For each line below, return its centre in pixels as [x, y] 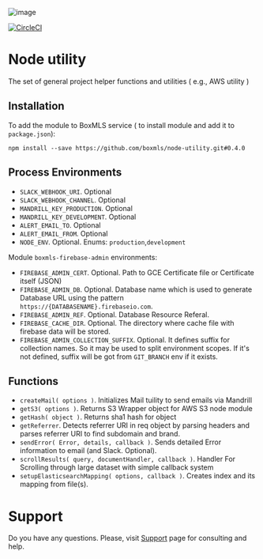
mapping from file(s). [54, 484]
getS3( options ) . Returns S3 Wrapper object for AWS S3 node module [136, 409]
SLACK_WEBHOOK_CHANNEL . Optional [73, 200]
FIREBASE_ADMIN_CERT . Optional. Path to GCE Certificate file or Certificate [137, 272]
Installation [36, 106]
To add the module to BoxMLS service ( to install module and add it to [122, 125]
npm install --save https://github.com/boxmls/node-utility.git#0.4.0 [127, 148]
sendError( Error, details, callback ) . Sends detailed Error [120, 442]
